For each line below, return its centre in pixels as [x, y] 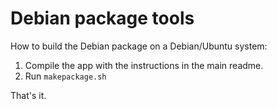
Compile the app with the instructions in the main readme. [144, 65]
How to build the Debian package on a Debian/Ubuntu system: [139, 46]
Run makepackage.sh [65, 76]
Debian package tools [102, 18]
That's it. [28, 95]
